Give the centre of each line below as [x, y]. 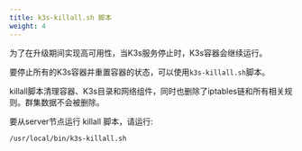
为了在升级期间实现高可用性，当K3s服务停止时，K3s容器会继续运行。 [138, 53]
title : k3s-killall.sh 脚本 [61, 18]
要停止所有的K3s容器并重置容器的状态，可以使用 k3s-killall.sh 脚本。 [140, 72]
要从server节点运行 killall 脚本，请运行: [81, 121]
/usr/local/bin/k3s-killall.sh [68, 138]
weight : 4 [28, 26]
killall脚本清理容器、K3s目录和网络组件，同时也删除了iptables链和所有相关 [147, 91]
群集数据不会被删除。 [64, 102]
